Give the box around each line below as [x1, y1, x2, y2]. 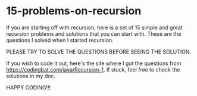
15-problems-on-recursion [6, 4, 142, 18]
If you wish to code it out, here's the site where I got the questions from [6, 60, 182, 67]
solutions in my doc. [6, 72, 55, 79]
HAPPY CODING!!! [6, 83, 51, 91]
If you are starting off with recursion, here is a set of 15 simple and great [6, 24, 183, 31]
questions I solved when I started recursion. [6, 36, 114, 44]
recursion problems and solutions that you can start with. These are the [6, 30, 182, 37]
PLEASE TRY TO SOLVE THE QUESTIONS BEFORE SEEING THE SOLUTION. [6, 48, 192, 55]
